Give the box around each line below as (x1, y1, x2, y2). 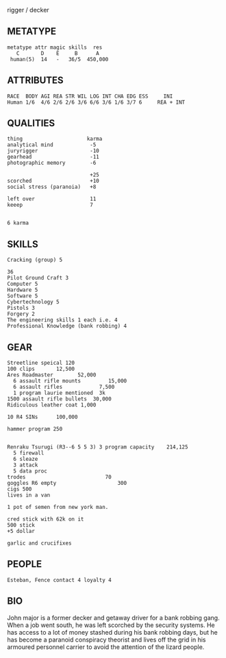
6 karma (7, 220, 29, 227)
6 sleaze (13, 456, 38, 463)
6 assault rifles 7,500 (13, 384, 115, 391)
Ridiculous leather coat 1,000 (7, 402, 97, 409)
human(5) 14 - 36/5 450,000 (10, 56, 109, 63)
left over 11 (7, 196, 97, 203)
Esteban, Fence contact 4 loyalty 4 (7, 576, 112, 583)
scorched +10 (7, 178, 99, 185)
